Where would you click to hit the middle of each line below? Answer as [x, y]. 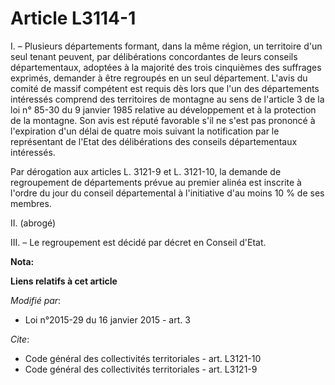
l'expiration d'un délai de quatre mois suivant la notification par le [145, 131]
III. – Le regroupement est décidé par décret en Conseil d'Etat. [138, 242]
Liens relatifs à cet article [64, 281]
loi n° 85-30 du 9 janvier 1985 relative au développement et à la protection [163, 109]
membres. [31, 203]
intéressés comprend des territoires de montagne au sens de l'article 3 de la [167, 99]
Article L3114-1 [73, 18]
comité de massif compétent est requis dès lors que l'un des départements [165, 88]
